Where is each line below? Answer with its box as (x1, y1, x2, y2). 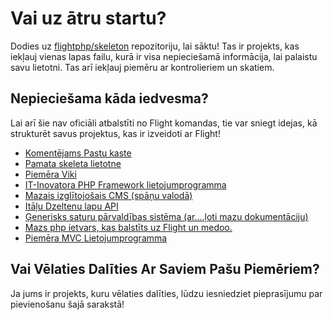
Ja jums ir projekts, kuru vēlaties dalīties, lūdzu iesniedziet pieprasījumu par (10, 287, 323, 299)
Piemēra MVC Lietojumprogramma (24, 232, 168, 244)
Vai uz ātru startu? (10, 7, 167, 30)
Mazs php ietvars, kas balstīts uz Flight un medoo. (24, 221, 233, 233)
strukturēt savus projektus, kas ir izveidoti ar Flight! (10, 127, 221, 139)
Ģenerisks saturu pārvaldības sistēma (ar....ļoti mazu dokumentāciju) (24, 210, 309, 222)
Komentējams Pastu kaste (24, 147, 132, 159)
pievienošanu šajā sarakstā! (10, 298, 125, 310)
